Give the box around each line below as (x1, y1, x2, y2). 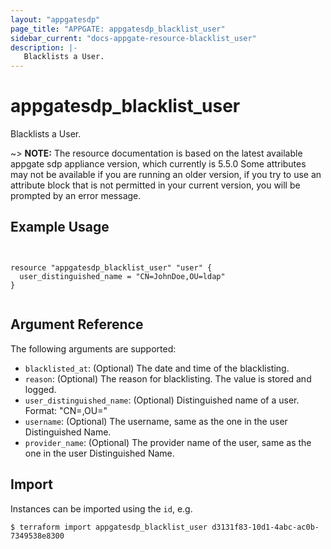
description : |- (10, 42, 78, 53)
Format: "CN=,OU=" (24, 404, 108, 416)
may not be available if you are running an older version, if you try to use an (10, 169, 322, 181)
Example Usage (10, 219, 110, 236)
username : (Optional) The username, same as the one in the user (24, 415, 288, 427)
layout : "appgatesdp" (10, 14, 101, 25)
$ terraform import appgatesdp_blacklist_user (10, 522, 208, 532)
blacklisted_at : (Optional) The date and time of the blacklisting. (24, 362, 290, 374)
